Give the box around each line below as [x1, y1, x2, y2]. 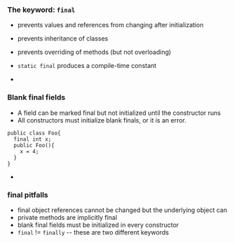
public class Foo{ [7, 130, 61, 137]
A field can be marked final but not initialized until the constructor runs [17, 109, 221, 117]
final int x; [13, 135, 52, 143]
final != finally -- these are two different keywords [17, 228, 170, 236]
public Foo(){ [13, 141, 55, 148]
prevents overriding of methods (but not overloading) [17, 48, 172, 57]
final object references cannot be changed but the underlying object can [17, 205, 228, 214]
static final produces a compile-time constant [17, 62, 157, 70]
